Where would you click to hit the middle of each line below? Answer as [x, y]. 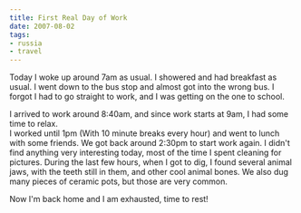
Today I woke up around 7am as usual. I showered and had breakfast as [143, 77]
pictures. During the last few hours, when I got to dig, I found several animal [151, 162]
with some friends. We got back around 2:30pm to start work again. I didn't [150, 143]
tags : [19, 34]
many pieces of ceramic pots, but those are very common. [119, 181]
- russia [26, 43]
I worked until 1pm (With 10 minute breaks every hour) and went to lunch [145, 133]
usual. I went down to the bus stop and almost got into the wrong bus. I [142, 87]
